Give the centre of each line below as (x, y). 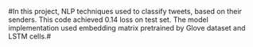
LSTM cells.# (30, 36)
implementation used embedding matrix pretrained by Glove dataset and (127, 28)
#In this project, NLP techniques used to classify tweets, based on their (125, 11)
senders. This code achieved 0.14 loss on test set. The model (108, 20)
